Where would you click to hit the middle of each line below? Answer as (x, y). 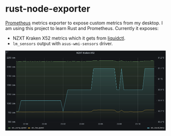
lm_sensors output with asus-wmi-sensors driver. (63, 43)
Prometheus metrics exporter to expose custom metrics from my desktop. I (84, 23)
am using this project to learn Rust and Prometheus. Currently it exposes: (82, 28)
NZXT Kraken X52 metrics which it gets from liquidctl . (69, 38)
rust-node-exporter (48, 9)
